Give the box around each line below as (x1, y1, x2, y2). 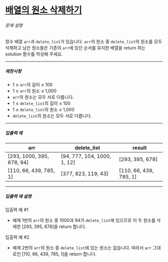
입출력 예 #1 (5, 207, 28, 213)
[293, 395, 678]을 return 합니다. (21, 224, 86, 230)
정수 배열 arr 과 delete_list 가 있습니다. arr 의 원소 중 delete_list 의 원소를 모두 (5, 38, 162, 45)
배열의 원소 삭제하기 (5, 4, 82, 16)
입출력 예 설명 (5, 193, 31, 199)
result (132, 144, 147, 151)
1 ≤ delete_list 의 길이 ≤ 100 (12, 100, 71, 106)
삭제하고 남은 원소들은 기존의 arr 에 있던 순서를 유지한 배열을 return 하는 (5, 45, 146, 51)
